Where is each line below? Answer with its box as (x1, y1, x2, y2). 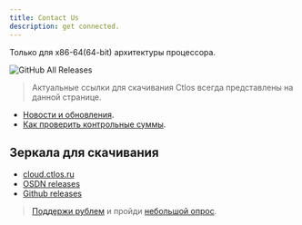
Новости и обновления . (22, 109, 115, 120)
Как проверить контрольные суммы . (22, 119, 166, 130)
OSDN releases (22, 179, 80, 190)
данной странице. (31, 92, 102, 103)
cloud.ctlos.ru (22, 169, 75, 180)
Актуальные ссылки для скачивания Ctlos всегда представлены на (31, 82, 294, 93)
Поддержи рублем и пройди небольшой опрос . (31, 206, 217, 217)
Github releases (22, 188, 82, 200)
